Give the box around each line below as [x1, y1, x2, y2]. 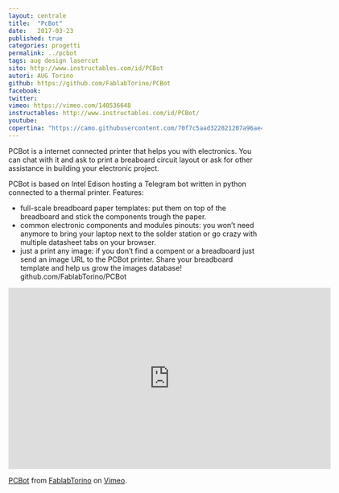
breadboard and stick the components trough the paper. [19, 211, 207, 222]
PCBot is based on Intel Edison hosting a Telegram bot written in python [8, 179, 247, 188]
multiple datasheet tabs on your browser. [19, 237, 157, 246]
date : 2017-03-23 [8, 27, 74, 35]
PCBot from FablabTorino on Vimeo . [8, 475, 127, 485]
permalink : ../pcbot [8, 49, 78, 57]
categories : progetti [8, 42, 81, 50]
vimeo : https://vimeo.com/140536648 [8, 101, 131, 110]
